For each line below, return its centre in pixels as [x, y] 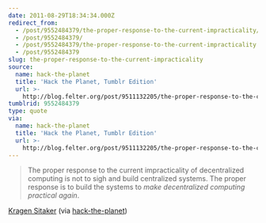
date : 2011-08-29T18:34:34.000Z [61, 15]
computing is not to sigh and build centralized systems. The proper [137, 179]
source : [21, 67]
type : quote [28, 111]
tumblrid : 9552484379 [44, 104]
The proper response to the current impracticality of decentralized [136, 170]
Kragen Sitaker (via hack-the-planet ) [68, 211]
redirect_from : [33, 23]
